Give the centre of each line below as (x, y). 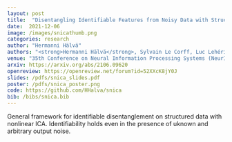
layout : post (26, 13)
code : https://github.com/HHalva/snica (65, 90)
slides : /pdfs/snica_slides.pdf (54, 78)
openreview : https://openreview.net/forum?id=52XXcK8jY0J (92, 71)
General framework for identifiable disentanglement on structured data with (115, 116)
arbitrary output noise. (39, 131)
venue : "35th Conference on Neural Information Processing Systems (106, 59)
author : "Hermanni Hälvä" (44, 45)
